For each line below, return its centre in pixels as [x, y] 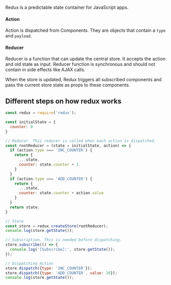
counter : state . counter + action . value [61, 193]
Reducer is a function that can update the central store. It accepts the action [86, 59]
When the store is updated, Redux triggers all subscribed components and [83, 80]
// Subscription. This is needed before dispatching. [64, 240]
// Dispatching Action [29, 263]
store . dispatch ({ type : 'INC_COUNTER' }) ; [49, 268]
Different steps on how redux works [63, 101]
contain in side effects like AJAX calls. [45, 70]
